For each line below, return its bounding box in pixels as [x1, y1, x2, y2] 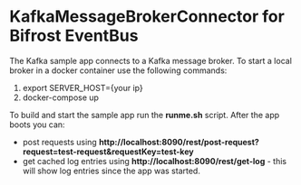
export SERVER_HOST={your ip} [22, 82, 143, 93]
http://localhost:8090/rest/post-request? [98, 136, 260, 147]
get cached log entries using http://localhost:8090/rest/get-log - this [22, 155, 287, 166]
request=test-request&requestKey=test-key [22, 146, 194, 157]
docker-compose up [22, 92, 100, 103]
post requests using [22, 136, 97, 147]
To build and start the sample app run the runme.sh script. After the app [9, 109, 280, 120]
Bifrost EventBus [9, 25, 139, 46]
